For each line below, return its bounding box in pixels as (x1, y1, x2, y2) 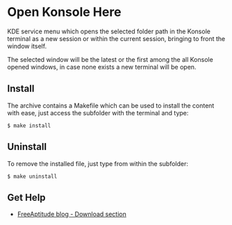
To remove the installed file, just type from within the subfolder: (7, 159, 189, 167)
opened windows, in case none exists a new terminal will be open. (7, 62, 197, 71)
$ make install (7, 122, 51, 129)
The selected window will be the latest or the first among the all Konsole (7, 55, 213, 63)
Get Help (7, 192, 47, 203)
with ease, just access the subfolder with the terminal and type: (7, 108, 189, 117)
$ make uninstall (7, 173, 58, 180)
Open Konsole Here (7, 4, 122, 20)
